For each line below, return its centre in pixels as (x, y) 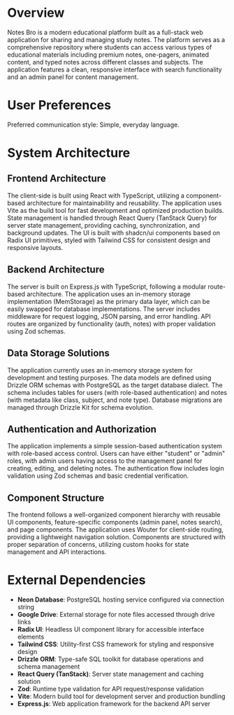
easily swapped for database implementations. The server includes (104, 309)
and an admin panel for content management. (73, 77)
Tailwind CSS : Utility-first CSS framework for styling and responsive (116, 644)
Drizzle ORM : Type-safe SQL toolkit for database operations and (110, 659)
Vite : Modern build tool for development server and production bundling (121, 696)
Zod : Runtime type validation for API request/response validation (110, 689)
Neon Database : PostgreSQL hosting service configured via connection (121, 599)
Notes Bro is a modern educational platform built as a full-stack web (105, 32)
